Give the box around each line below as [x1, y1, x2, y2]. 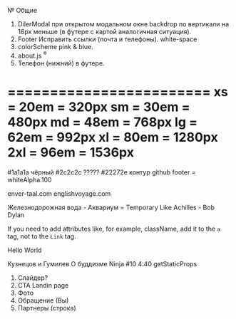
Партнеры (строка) [17, 303, 76, 312]
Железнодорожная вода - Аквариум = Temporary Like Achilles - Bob [7, 203, 215, 211]
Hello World [7, 246, 42, 254]
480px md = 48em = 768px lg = [7, 114, 198, 130]
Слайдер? [17, 273, 48, 282]
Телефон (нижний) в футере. [17, 58, 105, 67]
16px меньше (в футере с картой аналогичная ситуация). [17, 28, 192, 36]
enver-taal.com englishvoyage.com [7, 189, 111, 198]
